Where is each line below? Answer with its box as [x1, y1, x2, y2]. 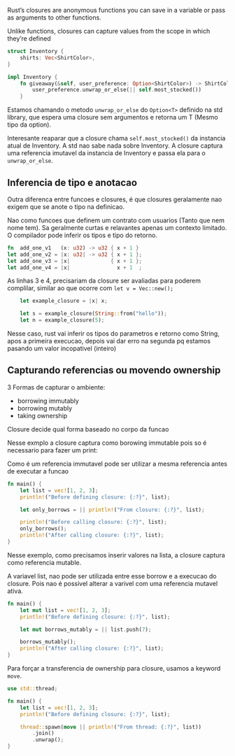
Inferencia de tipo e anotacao [7, 176, 138, 188]
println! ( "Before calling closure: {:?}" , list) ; [20, 519, 168, 526]
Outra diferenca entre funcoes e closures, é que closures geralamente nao [7, 195, 222, 204]
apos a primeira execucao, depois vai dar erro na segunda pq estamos [7, 337, 211, 345]
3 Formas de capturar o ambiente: [7, 383, 106, 391]
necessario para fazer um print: [7, 445, 98, 454]
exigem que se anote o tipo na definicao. [7, 202, 125, 211]
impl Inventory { [7, 73, 58, 80]
